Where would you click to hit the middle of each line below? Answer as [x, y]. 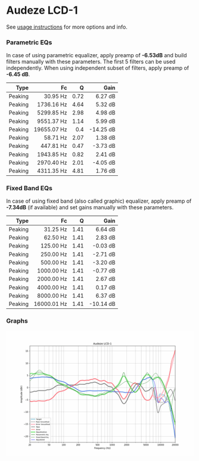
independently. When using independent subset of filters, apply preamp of [98, 68]
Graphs [17, 321]
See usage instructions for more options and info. [67, 27]
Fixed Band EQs [29, 188]
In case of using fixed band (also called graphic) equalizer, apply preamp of [99, 201]
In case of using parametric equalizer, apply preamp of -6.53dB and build [97, 55]
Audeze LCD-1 [42, 10]
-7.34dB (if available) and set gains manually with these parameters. [90, 208]
